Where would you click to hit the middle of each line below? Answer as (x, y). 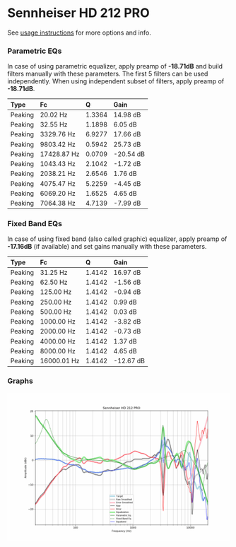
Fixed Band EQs (35, 223)
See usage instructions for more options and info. (79, 33)
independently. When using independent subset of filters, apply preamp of (116, 81)
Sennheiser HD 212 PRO (78, 13)
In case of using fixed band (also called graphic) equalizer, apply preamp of (117, 239)
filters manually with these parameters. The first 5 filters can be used (108, 74)
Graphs (20, 381)
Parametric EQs (35, 51)
